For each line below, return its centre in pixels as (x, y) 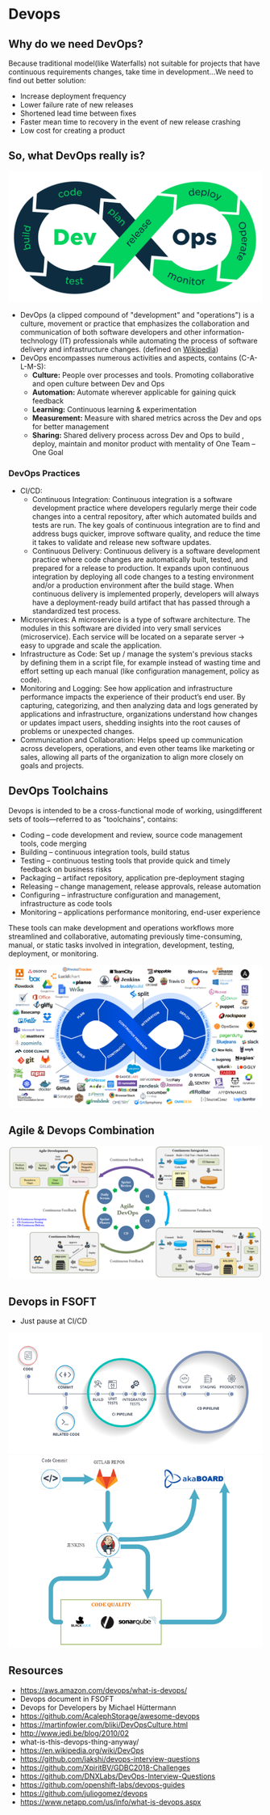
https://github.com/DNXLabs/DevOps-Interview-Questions (118, 1776)
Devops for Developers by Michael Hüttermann (98, 1707)
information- (224, 331)
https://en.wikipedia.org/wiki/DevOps (82, 1750)
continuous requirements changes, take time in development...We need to (131, 72)
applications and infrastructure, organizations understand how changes (139, 714)
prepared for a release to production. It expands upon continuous (141, 568)
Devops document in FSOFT (67, 1699)
